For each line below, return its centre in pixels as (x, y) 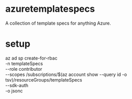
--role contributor (24, 69)
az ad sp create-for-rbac (31, 58)
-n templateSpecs (24, 63)
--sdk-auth (17, 85)
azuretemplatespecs (50, 9)
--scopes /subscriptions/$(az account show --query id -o (66, 74)
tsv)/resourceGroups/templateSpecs (44, 80)
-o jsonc (14, 91)
